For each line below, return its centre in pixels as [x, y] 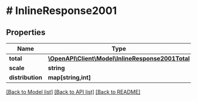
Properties [26, 32]
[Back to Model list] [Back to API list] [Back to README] [73, 92]
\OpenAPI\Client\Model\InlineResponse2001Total [119, 58]
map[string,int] [69, 77]
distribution [26, 77]
